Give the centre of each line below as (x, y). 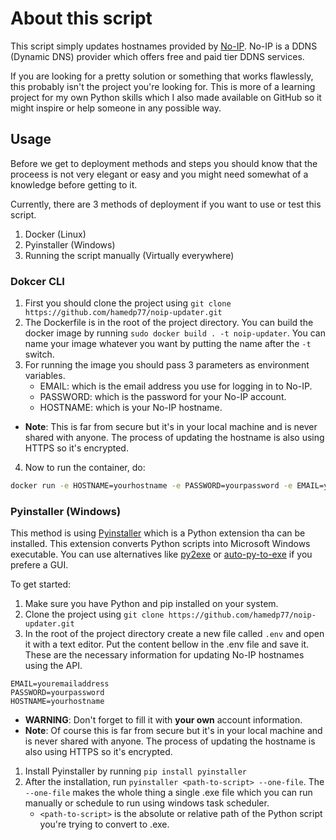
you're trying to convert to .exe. (104, 824)
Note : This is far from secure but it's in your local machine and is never (171, 427)
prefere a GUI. (39, 565)
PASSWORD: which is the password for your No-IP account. (163, 397)
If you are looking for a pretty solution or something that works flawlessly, (162, 76)
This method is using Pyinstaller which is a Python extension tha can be (158, 533)
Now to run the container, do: (85, 468)
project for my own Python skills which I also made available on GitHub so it (166, 97)
